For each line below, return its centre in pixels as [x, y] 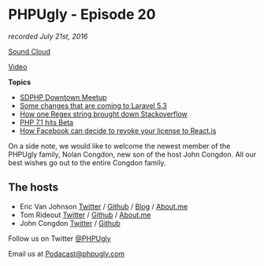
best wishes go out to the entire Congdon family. [87, 162]
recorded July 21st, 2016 [48, 36]
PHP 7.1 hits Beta [46, 122]
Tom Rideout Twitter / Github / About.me [85, 215]
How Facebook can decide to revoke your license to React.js [118, 131]
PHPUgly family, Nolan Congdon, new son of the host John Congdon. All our [132, 154]
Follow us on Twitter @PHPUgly [60, 238]
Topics [20, 82]
